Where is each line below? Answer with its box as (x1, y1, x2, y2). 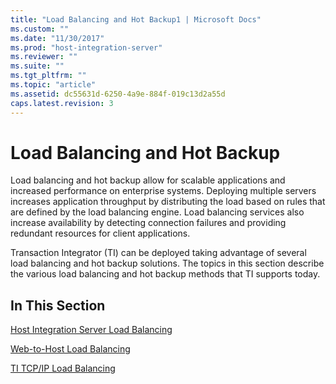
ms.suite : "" (10, 61, 65, 71)
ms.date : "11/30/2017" (10, 33, 105, 43)
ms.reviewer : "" (10, 52, 78, 62)
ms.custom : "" (10, 24, 70, 34)
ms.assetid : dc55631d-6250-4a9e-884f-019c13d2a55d (10, 89, 226, 99)
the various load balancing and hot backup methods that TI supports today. (10, 268, 321, 280)
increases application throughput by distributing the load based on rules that (10, 196, 326, 208)
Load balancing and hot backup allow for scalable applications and (10, 174, 286, 186)
